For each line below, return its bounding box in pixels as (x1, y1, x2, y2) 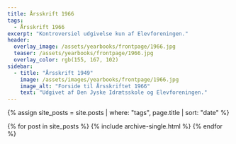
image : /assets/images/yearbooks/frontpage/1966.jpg (20, 76, 179, 83)
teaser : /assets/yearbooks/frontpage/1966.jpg (13, 50, 154, 57)
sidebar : (7, 63, 33, 70)
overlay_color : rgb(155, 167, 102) (13, 56, 119, 64)
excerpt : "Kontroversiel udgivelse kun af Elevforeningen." (7, 30, 189, 37)
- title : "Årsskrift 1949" (13, 69, 94, 76)
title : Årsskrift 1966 (7, 10, 74, 18)
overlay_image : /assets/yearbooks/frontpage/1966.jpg (13, 43, 176, 50)
